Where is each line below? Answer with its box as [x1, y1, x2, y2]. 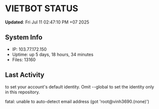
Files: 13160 [12, 57, 36, 63]
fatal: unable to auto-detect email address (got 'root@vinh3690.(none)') [5, 98, 150, 104]
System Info [5, 33, 43, 42]
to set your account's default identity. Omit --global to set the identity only [5, 84, 155, 89]
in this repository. [5, 89, 40, 95]
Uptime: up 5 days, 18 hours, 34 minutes [12, 51, 94, 57]
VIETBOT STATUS [5, 3, 79, 14]
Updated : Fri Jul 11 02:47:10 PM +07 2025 [5, 19, 89, 25]
